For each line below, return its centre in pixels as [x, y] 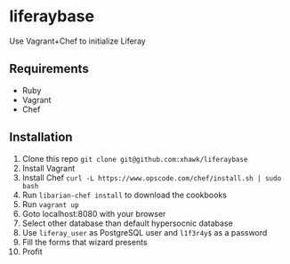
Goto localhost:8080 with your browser [94, 213]
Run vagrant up [50, 204]
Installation [41, 137]
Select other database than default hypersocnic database [127, 223]
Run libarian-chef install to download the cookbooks [124, 195]
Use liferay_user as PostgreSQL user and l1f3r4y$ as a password [145, 232]
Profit [32, 252]
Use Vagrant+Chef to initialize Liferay [78, 41]
